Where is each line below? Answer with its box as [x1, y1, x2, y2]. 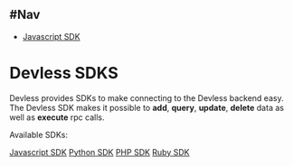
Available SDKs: [9, 129, 68, 140]
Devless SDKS [9, 63, 119, 83]
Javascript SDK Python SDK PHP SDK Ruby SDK [9, 146, 190, 157]
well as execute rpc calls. [9, 112, 105, 123]
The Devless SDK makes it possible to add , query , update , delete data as [9, 102, 285, 113]
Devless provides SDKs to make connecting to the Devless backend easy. [9, 92, 284, 103]
